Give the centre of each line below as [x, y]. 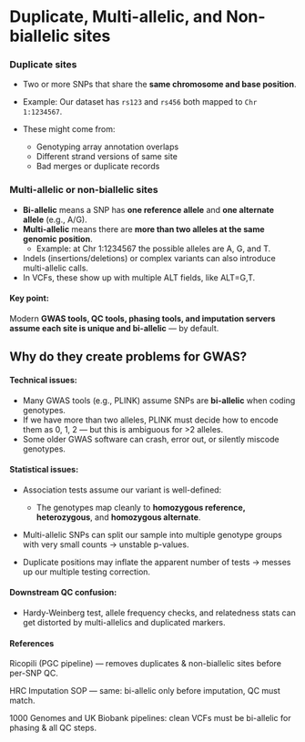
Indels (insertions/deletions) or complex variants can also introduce [149, 258]
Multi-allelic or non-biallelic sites [84, 190]
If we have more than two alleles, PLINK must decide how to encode [151, 420]
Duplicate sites [43, 65]
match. [22, 701]
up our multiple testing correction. [86, 572]
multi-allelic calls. [56, 268]
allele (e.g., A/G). [55, 219]
